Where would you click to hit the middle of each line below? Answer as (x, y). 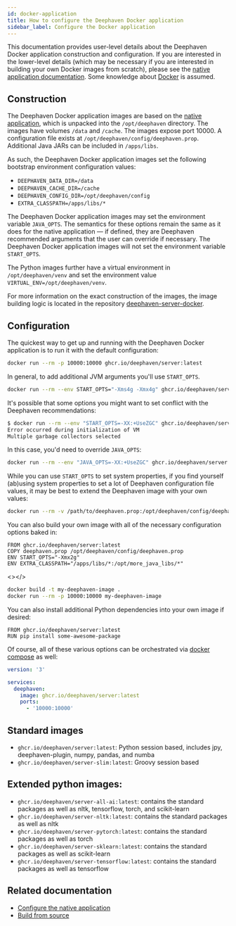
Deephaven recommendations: (52, 410)
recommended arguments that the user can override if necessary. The (109, 239)
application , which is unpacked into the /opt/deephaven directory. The (108, 123)
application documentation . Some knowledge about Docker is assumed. (111, 77)
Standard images (46, 730)
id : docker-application (42, 14)
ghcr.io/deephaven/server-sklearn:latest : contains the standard (112, 846)
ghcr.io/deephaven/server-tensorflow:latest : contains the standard (117, 861)
